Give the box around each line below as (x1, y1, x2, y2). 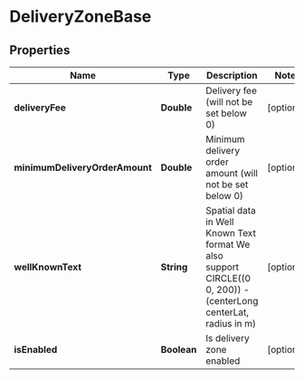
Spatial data (204, 204, 256, 216)
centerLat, (204, 306, 250, 318)
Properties (9, 43, 71, 58)
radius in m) (204, 317, 256, 329)
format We (204, 238, 251, 251)
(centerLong (204, 295, 259, 307)
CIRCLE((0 (204, 272, 252, 284)
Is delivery (204, 332, 251, 345)
